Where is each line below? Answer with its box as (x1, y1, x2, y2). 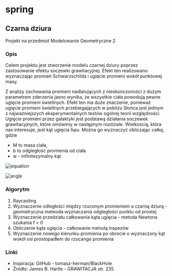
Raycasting (12, 197, 37, 204)
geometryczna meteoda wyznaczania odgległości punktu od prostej (12, 208, 157, 214)
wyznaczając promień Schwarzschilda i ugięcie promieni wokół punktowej (5, 73, 162, 79)
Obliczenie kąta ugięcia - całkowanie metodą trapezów (12, 225, 129, 231)
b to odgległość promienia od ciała (12, 148, 86, 154)
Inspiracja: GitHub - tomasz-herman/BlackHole (12, 260, 112, 266)
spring (5, 4, 34, 15)
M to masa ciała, (12, 142, 48, 149)
